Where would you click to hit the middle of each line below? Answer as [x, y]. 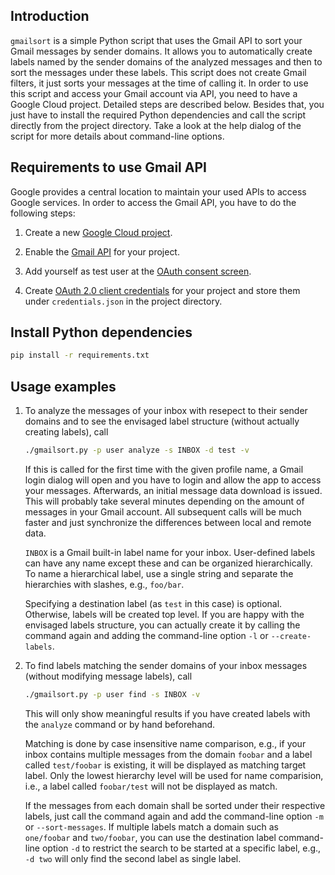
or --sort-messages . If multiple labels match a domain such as [151, 826]
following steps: [43, 213]
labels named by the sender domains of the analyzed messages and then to [166, 61]
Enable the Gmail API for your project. [102, 251]
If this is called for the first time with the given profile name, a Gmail [164, 469]
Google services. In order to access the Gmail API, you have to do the [153, 202]
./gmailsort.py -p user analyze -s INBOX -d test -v [137, 450]
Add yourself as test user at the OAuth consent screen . [138, 271]
